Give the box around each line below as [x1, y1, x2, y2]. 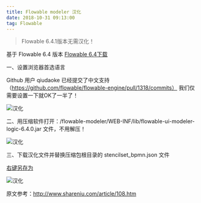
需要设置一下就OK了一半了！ [6, 92, 79, 99]
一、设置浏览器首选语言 [6, 63, 65, 71]
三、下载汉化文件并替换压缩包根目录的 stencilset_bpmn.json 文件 [6, 151, 170, 158]
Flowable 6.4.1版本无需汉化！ [21, 38, 95, 45]
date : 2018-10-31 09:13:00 [6, 15, 75, 21]
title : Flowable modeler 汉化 [6, 9, 81, 15]
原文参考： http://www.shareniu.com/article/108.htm [6, 190, 136, 198]
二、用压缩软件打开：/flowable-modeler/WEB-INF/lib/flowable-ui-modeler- [6, 118, 196, 125]
